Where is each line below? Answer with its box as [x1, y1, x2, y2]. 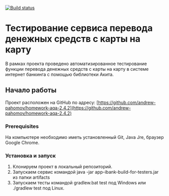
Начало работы [5, 86, 57, 94]
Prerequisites [5, 123, 39, 130]
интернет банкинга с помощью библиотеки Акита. [5, 71, 114, 77]
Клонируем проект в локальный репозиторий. [12, 164, 112, 170]
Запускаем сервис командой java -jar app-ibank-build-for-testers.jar [12, 169, 159, 175]
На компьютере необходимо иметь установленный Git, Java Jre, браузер [5, 134, 164, 140]
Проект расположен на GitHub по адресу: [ [5, 99, 98, 106]
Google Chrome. [5, 139, 39, 146]
